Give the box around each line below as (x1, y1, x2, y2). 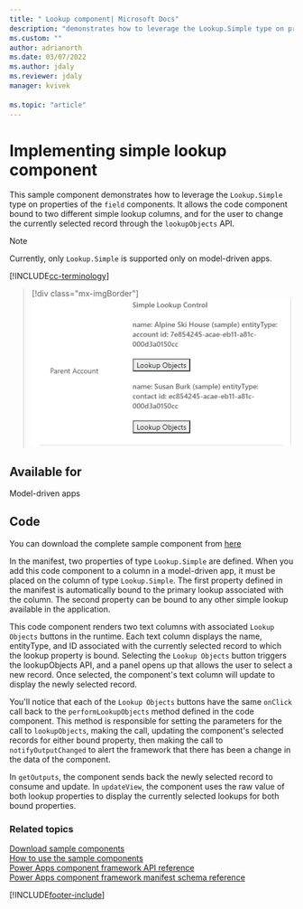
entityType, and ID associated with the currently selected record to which (9, 640, 282, 651)
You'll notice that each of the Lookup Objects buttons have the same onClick (9, 696, 293, 707)
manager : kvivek (9, 81, 70, 90)
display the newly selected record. (9, 679, 138, 689)
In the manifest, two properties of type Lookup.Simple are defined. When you (9, 556, 294, 567)
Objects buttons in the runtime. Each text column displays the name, (9, 631, 263, 642)
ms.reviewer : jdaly (9, 72, 83, 81)
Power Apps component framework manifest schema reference (9, 872, 246, 883)
